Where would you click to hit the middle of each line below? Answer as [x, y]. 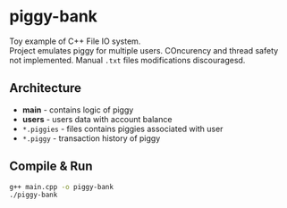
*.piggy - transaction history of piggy [91, 138]
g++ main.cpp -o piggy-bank [62, 187]
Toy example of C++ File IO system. [75, 41]
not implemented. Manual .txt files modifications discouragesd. [127, 60]
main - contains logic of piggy [78, 110]
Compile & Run [51, 166]
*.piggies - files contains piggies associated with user [122, 129]
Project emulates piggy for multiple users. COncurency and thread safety [144, 50]
